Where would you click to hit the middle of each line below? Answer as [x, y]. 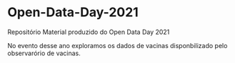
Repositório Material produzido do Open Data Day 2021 [89, 32]
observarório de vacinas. [44, 53]
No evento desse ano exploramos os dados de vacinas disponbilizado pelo [117, 45]
